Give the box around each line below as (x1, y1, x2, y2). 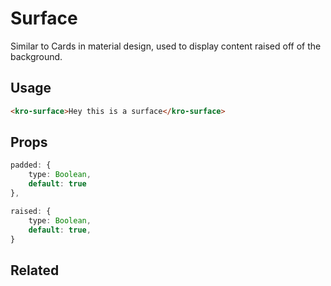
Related (10, 262, 60, 279)
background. (10, 50, 63, 62)
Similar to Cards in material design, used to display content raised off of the (10, 40, 322, 52)
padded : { (10, 160, 52, 171)
